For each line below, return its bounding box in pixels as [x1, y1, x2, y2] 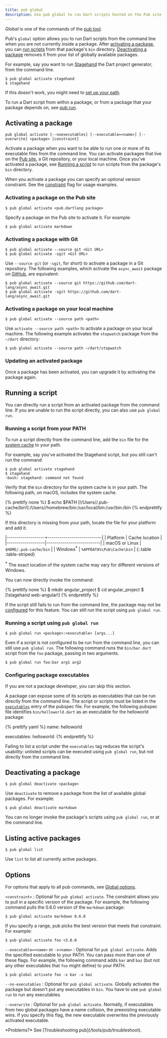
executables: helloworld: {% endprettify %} [5, 733, 94, 739]
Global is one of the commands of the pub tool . [5, 26, 102, 32]
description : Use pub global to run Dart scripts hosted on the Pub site [5, 12, 162, 17]
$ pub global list [5, 848, 43, 853]
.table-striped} [5, 551, 35, 557]
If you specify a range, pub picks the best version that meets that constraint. [5, 923, 162, 929]
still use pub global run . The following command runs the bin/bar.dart [5, 645, 152, 651]
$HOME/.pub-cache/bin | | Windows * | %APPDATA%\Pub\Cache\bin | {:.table [5, 545, 152, 552]
